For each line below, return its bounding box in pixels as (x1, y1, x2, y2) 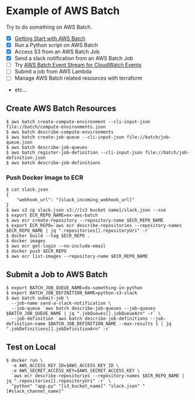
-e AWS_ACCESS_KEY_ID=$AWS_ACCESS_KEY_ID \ (11, 362, 119, 369)
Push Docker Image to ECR (6, 174, 84, 182)
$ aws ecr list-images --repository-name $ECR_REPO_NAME (6, 253, 148, 259)
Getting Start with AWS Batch (14, 35, 86, 42)
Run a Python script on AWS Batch (14, 42, 98, 48)
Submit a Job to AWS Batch (6, 269, 108, 279)
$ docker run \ (6, 358, 43, 364)
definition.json (6, 155, 46, 161)
